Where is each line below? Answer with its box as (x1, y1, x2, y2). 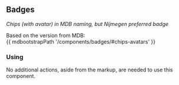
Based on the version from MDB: (6, 32, 86, 39)
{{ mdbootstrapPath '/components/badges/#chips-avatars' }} (6, 38, 156, 45)
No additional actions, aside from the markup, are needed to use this (6, 66, 173, 73)
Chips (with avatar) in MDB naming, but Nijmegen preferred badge (6, 20, 169, 27)
